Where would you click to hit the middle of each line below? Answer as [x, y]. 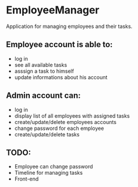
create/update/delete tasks [47, 134]
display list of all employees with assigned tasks [72, 116]
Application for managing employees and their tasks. [69, 26]
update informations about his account [61, 77]
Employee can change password [54, 167]
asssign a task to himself [44, 71]
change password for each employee [59, 128]
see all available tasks [41, 65]
